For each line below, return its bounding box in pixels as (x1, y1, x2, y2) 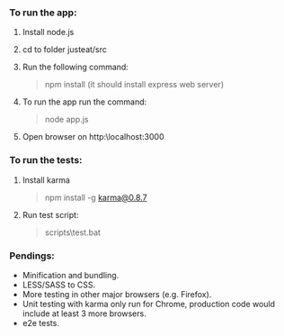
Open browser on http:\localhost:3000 (22, 132, 164, 142)
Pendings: (9, 250, 56, 262)
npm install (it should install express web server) (44, 79, 225, 90)
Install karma (22, 174, 70, 186)
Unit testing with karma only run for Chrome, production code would (22, 298, 276, 309)
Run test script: (22, 209, 79, 220)
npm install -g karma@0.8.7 (44, 192, 147, 203)
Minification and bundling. (22, 269, 120, 280)
